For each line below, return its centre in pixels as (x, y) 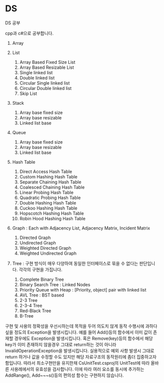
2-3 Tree (29, 300)
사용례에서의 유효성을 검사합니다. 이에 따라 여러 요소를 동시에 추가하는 (77, 369)
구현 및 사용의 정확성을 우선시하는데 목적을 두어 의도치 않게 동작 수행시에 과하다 (81, 326)
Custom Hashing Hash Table (49, 177)
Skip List (28, 93)
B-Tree (26, 316)
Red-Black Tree (35, 311)
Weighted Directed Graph (45, 248)
